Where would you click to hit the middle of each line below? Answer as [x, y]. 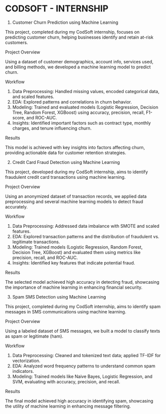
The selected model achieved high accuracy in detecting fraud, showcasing [82, 282]
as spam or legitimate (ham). [34, 336]
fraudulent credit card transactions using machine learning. [65, 177]
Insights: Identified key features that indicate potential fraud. [74, 262]
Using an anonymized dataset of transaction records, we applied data [76, 196]
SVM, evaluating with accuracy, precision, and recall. [66, 381]
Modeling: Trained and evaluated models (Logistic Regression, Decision [85, 107]
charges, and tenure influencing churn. [52, 128]
